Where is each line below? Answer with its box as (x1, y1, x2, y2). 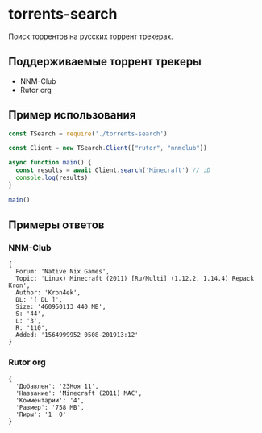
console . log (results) (15, 174, 89, 182)
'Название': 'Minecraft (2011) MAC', (15, 389, 143, 398)
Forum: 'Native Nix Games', (15, 268, 110, 276)
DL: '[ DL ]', (15, 296, 63, 304)
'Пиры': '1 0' (15, 410, 67, 418)
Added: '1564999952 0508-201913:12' (15, 331, 139, 339)
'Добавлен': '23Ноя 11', (15, 382, 99, 390)
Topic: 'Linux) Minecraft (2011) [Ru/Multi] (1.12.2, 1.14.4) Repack (15, 275, 254, 283)
